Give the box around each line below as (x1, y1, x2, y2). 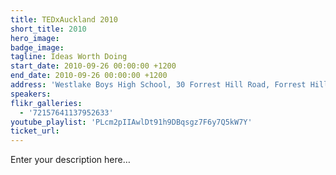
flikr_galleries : (10, 98, 83, 108)
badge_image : (10, 42, 65, 53)
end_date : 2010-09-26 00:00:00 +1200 (10, 71, 168, 81)
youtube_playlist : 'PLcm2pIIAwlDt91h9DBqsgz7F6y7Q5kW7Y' (10, 117, 253, 127)
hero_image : (10, 33, 60, 43)
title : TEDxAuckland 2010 (10, 14, 118, 25)
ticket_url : (10, 126, 60, 136)
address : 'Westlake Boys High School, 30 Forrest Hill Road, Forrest (10, 80, 307, 90)
